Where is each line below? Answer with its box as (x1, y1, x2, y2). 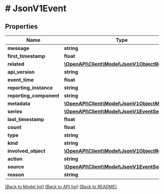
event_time (7, 76, 34, 83)
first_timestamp (7, 53, 45, 59)
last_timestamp (7, 116, 44, 123)
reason (7, 171, 24, 178)
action (7, 156, 23, 162)
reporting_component (7, 92, 60, 99)
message (7, 45, 29, 52)
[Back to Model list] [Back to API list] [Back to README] (5, 184, 117, 190)
